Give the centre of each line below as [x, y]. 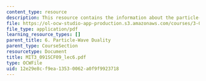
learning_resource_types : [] [44, 35]
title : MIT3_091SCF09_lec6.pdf [46, 57]
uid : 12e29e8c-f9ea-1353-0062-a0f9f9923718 [63, 69]
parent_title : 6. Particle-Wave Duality [59, 40]
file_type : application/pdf [42, 29]
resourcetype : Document [37, 52]
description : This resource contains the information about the [90, 18]
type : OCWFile [25, 63]
